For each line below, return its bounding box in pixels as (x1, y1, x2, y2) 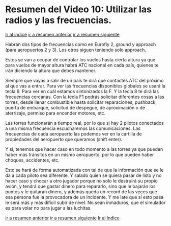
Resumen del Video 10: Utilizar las (5, 4, 152, 15)
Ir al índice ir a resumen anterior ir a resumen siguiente (5, 31, 120, 37)
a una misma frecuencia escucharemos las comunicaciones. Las (5, 125, 141, 131)
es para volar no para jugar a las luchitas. (5, 205, 92, 211)
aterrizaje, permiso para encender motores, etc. (5, 110, 106, 116)
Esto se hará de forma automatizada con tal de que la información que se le (5, 167, 164, 173)
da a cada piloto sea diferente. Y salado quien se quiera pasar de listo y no (5, 172, 162, 178)
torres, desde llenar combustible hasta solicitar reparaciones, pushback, (5, 99, 157, 105)
